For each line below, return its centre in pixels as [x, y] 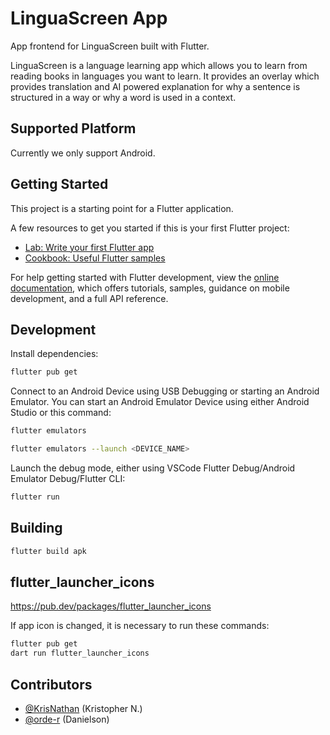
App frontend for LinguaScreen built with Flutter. [110, 46]
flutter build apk [48, 551]
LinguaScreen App [89, 18]
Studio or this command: [61, 413]
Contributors [51, 684]
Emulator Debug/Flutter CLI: [68, 478]
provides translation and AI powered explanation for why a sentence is [155, 86]
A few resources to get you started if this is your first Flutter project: [150, 228]
